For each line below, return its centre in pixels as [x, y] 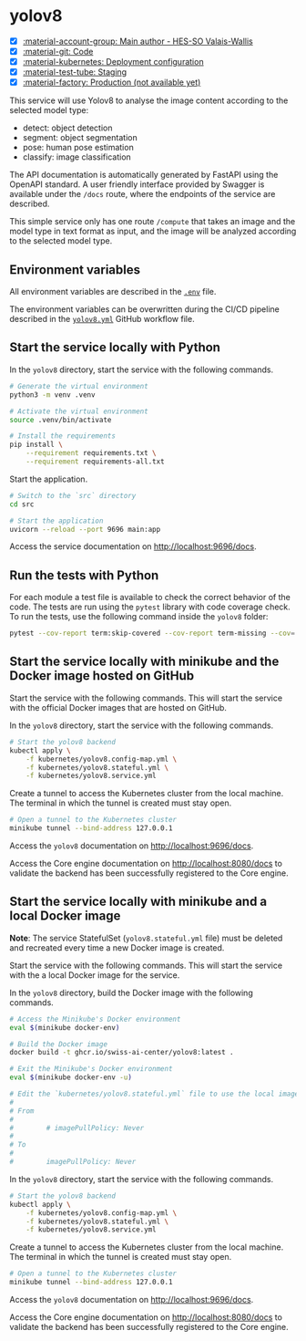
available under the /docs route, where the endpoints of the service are [143, 194]
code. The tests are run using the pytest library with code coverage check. [150, 607]
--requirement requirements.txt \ [91, 453]
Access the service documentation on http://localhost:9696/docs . [133, 546]
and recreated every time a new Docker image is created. [117, 947]
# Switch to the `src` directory [73, 495]
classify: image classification [77, 157]
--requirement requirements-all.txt [96, 462]
